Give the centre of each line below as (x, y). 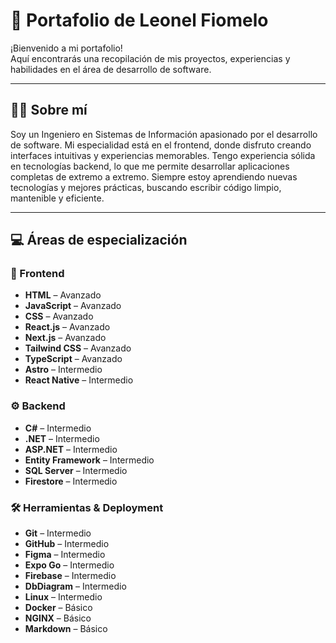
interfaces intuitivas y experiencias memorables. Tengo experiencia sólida (163, 155)
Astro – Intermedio (63, 370)
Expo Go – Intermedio (69, 565)
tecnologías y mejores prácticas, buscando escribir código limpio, (146, 187)
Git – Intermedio (58, 533)
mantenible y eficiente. (57, 198)
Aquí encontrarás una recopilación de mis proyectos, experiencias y (150, 58)
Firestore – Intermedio (71, 481)
